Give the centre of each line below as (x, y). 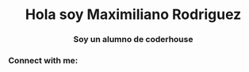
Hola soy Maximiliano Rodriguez (133, 15)
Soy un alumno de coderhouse (133, 40)
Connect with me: (43, 61)
